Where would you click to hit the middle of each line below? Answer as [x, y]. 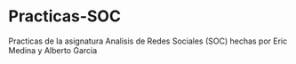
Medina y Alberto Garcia [53, 50]
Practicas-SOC [65, 16]
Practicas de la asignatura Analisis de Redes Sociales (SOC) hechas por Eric [148, 41]
